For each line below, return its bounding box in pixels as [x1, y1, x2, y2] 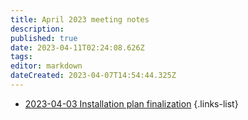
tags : [10, 52, 33, 62]
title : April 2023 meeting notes [10, 14, 150, 25]
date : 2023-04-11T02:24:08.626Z [10, 42, 145, 53]
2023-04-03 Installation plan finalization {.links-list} [24, 97, 239, 110]
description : [10, 24, 65, 34]
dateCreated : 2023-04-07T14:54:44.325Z [10, 71, 177, 81]
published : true [10, 33, 78, 43]
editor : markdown [10, 61, 83, 71]
